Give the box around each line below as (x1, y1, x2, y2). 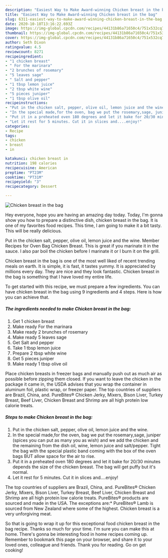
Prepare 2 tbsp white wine (12, 350, 67, 356)
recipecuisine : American (5, 165, 57, 170)
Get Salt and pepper (12, 339, 54, 346)
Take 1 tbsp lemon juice (12, 345, 61, 351)
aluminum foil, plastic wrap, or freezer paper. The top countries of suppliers (5, 386, 161, 392)
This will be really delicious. (5, 228, 62, 233)
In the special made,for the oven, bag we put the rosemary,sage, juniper (12, 432, 161, 438)
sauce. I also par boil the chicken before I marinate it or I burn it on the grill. (5, 248, 160, 254)
